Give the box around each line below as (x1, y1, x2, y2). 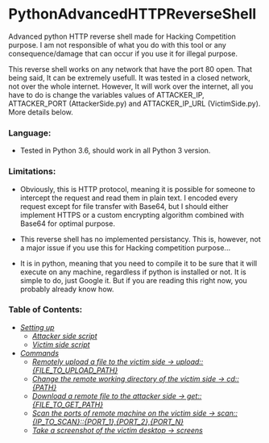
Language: (8, 127, 52, 138)
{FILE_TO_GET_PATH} (31, 399, 103, 409)
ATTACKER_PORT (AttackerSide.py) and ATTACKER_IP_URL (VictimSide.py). (8, 98, 261, 108)
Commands (19, 348, 59, 357)
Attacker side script (31, 331, 98, 341)
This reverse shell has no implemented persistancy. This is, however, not (19, 234, 262, 244)
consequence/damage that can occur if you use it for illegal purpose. (8, 48, 238, 58)
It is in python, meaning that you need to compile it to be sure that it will (19, 258, 258, 268)
